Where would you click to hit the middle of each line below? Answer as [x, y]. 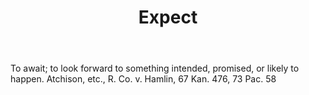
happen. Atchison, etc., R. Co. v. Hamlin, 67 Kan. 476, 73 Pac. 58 [143, 79]
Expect [168, 17]
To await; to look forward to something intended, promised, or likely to [155, 68]
